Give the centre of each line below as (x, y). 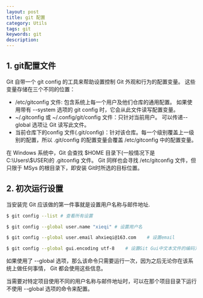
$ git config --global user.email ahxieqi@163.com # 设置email (91, 238)
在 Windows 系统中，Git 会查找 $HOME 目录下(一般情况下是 (81, 152)
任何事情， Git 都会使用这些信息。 (64, 268)
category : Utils (27, 23)
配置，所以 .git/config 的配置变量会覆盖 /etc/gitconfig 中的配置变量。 (111, 140)
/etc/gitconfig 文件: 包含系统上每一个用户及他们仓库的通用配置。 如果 (101, 102)
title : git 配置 (26, 18)
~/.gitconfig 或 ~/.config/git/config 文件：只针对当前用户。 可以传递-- (101, 117)
